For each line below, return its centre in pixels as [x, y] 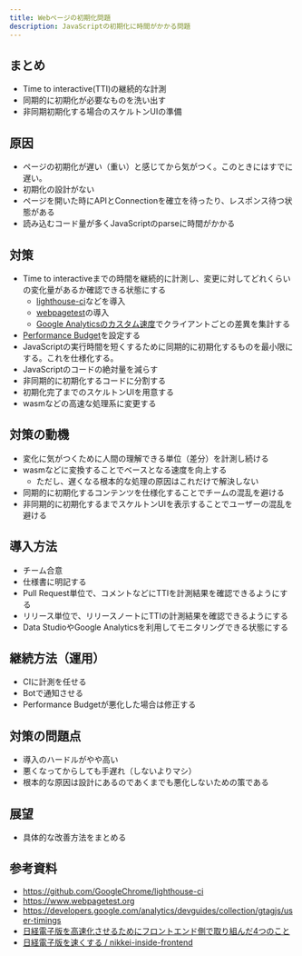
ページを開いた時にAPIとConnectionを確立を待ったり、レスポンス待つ [153, 201]
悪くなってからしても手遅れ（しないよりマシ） [109, 771]
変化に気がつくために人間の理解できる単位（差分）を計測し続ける [146, 458]
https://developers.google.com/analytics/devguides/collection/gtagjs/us [157, 911]
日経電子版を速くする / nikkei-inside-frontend [107, 942]
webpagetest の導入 [73, 312]
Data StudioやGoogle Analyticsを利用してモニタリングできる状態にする [155, 627]
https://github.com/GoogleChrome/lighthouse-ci [113, 891]
